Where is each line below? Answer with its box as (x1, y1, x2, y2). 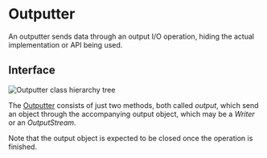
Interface (8, 64, 55, 77)
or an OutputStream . (8, 118, 76, 127)
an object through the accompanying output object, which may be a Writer (8, 109, 255, 118)
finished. (8, 142, 38, 152)
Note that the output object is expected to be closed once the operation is (8, 133, 253, 143)
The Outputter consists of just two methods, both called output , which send (8, 100, 259, 110)
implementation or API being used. (8, 39, 123, 49)
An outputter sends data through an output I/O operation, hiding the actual (8, 31, 255, 41)
